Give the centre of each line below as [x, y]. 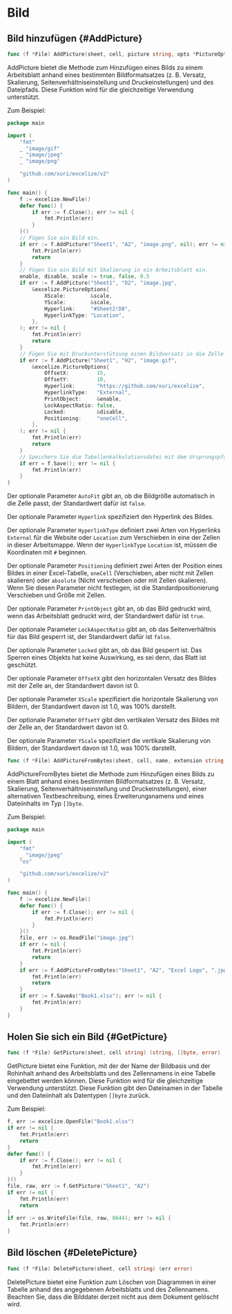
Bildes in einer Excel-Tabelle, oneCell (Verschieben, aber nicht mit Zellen [110, 573]
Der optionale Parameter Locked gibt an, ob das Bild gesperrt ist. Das [105, 650]
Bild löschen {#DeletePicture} [72, 1253]
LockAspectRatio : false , [80, 405]
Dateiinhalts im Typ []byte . [46, 803]
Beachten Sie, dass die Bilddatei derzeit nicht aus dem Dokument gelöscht [113, 1297]
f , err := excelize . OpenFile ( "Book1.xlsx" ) [71, 1122]
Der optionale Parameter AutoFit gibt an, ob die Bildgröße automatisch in [111, 496]
